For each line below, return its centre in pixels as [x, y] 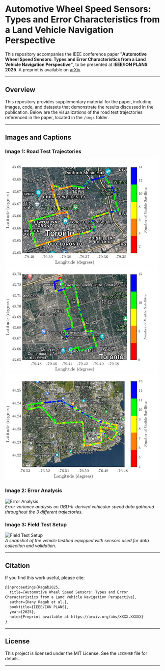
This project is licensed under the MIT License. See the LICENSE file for [76, 653]
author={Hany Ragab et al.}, [39, 602]
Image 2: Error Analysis [34, 490]
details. [13, 658]
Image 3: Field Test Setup [36, 524]
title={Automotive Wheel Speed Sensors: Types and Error [69, 592]
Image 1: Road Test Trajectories [43, 152]
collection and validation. [31, 546]
